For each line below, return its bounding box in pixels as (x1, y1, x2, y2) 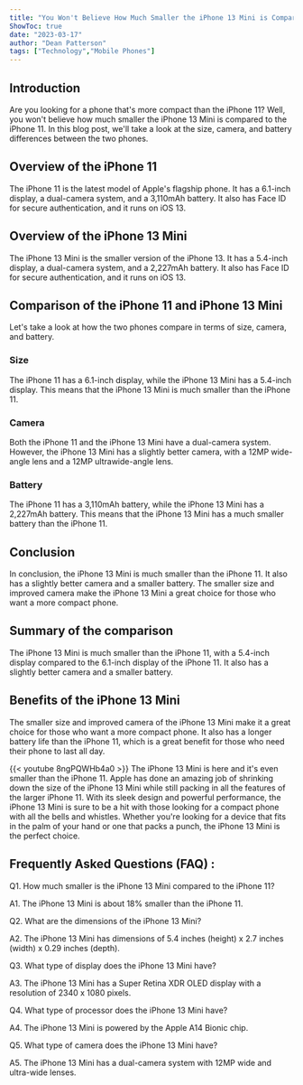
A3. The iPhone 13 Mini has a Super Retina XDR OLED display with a (9, 977, 262, 988)
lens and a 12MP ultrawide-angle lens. (32, 455, 174, 466)
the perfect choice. (9, 830, 80, 841)
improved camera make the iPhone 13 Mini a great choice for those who (9, 588, 277, 599)
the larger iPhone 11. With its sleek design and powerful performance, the (9, 791, 281, 802)
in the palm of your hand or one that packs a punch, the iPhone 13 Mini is (9, 820, 281, 831)
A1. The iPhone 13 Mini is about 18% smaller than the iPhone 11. (9, 898, 243, 909)
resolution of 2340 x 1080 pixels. (9, 987, 132, 998)
